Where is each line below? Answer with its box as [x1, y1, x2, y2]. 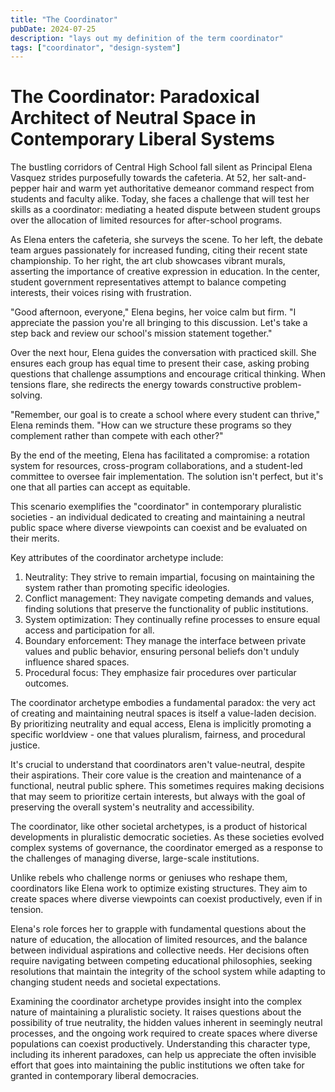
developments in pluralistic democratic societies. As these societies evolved [10, 831, 325, 843]
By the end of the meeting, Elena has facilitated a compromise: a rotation [10, 449, 310, 461]
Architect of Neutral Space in [10, 107, 257, 130]
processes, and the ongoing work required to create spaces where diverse [10, 1027, 318, 1040]
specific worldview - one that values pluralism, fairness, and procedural [10, 729, 306, 741]
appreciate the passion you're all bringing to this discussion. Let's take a [10, 317, 308, 329]
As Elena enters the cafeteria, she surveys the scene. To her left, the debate [10, 234, 323, 246]
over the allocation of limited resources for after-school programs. [10, 214, 283, 226]
